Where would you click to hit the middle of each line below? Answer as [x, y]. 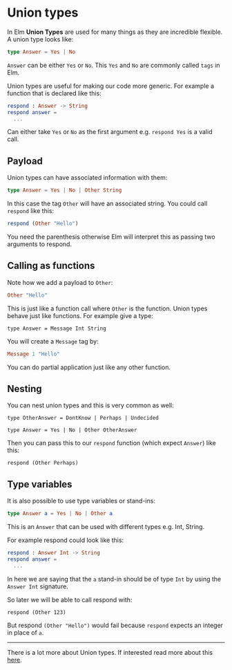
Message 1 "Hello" [33, 354]
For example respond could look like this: [66, 540]
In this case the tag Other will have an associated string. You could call [107, 204]
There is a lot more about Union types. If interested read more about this [110, 652]
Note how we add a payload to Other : [60, 282]
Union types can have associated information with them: [87, 178]
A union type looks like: [40, 39]
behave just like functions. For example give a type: [80, 315]
